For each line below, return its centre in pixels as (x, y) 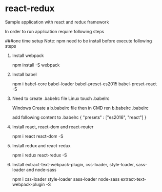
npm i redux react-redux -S (40, 155)
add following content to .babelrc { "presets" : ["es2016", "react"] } (79, 117)
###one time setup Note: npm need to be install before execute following (79, 41)
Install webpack (28, 55)
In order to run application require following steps (55, 31)
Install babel (24, 74)
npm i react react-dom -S (38, 136)
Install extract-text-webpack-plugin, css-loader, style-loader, (73, 164)
